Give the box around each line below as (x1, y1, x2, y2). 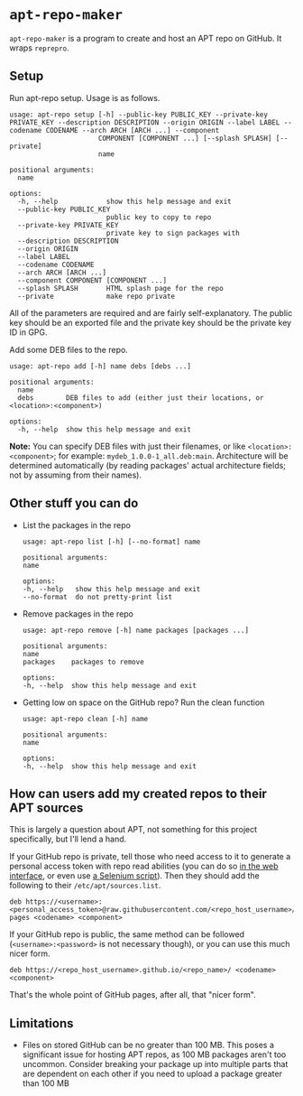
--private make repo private (17, 292, 176, 301)
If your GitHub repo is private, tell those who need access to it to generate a (9, 851, 291, 862)
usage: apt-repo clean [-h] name (22, 714, 149, 723)
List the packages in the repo (22, 519, 131, 530)
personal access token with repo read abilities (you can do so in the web (9, 860, 279, 872)
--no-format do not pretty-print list (22, 592, 173, 601)
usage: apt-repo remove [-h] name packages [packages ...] (22, 626, 250, 635)
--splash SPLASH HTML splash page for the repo (17, 283, 224, 293)
